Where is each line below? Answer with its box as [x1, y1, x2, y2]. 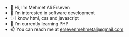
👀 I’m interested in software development [10, 10, 95, 16]
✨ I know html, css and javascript [10, 15, 79, 21]
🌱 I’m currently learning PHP [10, 21, 69, 27]
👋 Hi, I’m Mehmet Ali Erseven [10, 5, 70, 10]
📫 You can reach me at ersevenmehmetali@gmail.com [10, 26, 124, 32]
